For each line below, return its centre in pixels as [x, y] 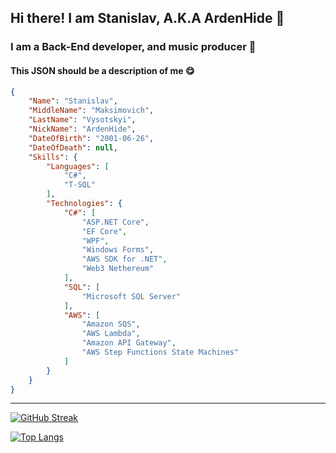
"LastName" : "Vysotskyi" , [82, 120]
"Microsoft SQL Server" [131, 296]
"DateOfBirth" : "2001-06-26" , [91, 138]
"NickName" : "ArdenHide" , [82, 129]
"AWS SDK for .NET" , [124, 259]
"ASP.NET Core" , [115, 222]
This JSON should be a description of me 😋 [102, 70]
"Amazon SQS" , [111, 324]
